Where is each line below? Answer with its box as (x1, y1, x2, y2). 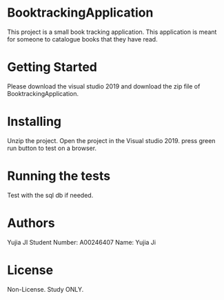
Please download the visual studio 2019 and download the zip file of (7, 82, 201, 91)
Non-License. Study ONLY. (7, 285, 84, 293)
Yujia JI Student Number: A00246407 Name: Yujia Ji (7, 238, 156, 246)
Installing (7, 114, 62, 129)
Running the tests (7, 168, 111, 184)
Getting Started (7, 59, 98, 75)
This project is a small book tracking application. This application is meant (7, 28, 217, 36)
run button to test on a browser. (7, 144, 97, 152)
